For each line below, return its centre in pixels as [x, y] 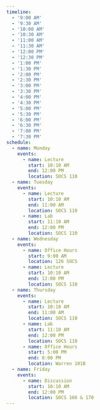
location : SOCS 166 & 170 [61, 398]
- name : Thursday [34, 290]
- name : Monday [31, 148]
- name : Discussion [47, 381]
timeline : [19, 12]
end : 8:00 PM [45, 358]
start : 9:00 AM [48, 256]
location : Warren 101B [57, 364]
